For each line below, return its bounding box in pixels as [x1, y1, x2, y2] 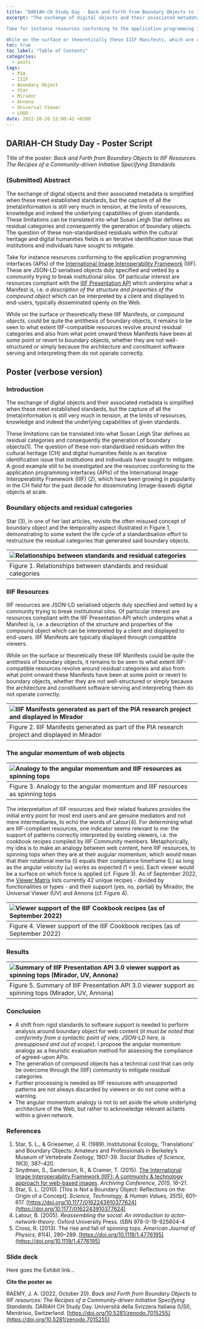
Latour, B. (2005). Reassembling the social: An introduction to [15, 1212, 170, 1219]
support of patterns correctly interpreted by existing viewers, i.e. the [6, 831, 178, 839]
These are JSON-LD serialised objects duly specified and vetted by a [6, 266, 179, 274]
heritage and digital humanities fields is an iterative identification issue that [6, 235, 193, 242]
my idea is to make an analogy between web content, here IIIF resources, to [6, 844, 196, 852]
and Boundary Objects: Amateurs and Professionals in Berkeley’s [15, 1147, 178, 1154]
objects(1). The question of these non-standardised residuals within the [6, 443, 185, 450]
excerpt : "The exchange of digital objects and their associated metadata [6, 15, 200, 21]
